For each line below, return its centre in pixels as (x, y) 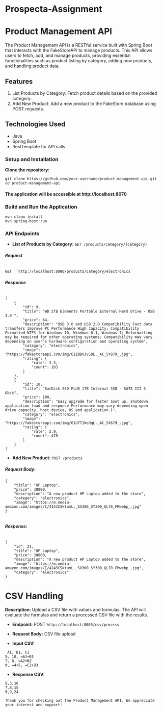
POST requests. (28, 108)
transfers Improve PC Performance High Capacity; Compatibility (72, 329)
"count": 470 (44, 436)
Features (19, 81)
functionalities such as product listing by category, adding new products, (79, 61)
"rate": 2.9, (44, 432)
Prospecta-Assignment (54, 9)
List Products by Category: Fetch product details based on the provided (84, 93)
